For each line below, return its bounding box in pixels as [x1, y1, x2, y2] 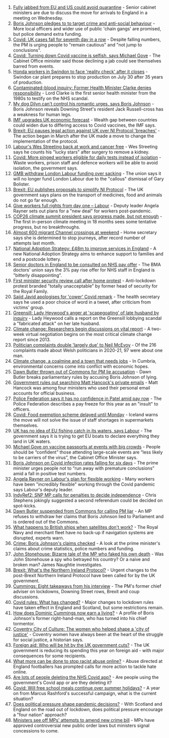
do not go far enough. [13, 197, 58, 203]
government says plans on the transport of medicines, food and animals [13, 192, 162, 198]
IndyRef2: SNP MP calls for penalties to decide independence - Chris [13, 492, 156, 498]
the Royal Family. [13, 289, 48, 294]
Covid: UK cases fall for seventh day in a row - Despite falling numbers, [13, 36, 161, 42]
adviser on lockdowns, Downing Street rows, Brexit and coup [13, 589, 140, 594]
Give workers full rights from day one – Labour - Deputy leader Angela [13, 203, 159, 208]
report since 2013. [13, 336, 51, 343]
